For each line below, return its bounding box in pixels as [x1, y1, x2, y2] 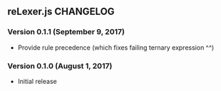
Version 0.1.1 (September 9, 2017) [7, 27, 125, 37]
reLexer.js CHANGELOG [7, 6, 115, 18]
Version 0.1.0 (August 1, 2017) [7, 60, 113, 70]
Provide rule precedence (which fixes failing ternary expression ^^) [17, 43, 215, 52]
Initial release [17, 77, 57, 85]
